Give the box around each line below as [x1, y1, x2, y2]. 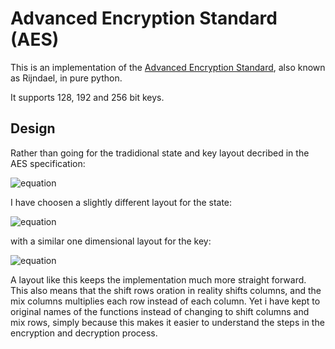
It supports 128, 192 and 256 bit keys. [10, 91, 165, 103]
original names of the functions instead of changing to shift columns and [10, 305, 310, 317]
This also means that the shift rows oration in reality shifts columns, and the [10, 284, 322, 296]
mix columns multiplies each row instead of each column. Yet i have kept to [10, 295, 321, 307]
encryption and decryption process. [10, 327, 158, 339]
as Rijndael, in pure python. [10, 72, 123, 84]
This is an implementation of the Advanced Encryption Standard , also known [10, 61, 326, 73]
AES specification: [10, 157, 86, 169]
